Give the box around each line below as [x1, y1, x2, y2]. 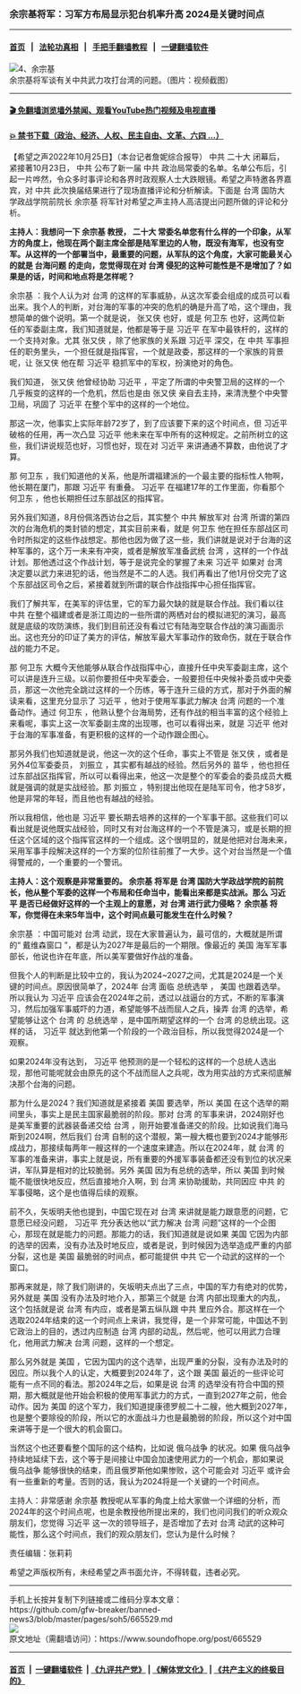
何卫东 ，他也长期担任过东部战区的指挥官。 [9, 493, 168, 503]
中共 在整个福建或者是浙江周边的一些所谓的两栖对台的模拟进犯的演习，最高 [9, 609, 287, 620]
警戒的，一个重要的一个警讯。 [16, 857, 127, 868]
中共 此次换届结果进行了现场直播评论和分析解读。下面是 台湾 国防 [34, 185, 278, 196]
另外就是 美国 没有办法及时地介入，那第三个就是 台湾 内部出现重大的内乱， [9, 1293, 285, 1303]
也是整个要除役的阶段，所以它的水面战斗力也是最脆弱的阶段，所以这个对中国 [9, 1413, 292, 1423]
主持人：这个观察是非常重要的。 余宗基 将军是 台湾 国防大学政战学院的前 [9, 876, 276, 887]
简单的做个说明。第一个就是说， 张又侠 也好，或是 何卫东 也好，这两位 [16, 313, 278, 323]
